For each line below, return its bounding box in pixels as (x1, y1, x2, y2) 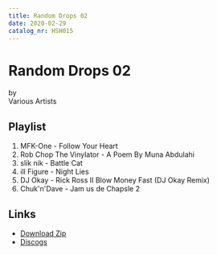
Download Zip (19, 228, 67, 238)
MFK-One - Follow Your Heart (19, 142, 118, 151)
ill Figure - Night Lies (19, 167, 90, 177)
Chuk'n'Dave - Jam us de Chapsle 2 (19, 184, 141, 194)
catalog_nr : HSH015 (8, 27, 74, 35)
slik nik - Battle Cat (19, 158, 83, 168)
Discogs (19, 236, 48, 246)
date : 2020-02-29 (8, 19, 67, 27)
